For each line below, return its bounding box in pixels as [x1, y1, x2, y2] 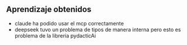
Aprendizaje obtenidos [6, 5, 92, 14]
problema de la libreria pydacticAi [14, 32, 96, 39]
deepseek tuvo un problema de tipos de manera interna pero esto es [14, 26, 181, 33]
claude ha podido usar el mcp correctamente [14, 20, 124, 27]
